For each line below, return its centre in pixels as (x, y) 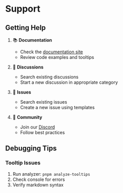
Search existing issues (44, 102)
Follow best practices (42, 132)
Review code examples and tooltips (57, 57)
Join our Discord (37, 127)
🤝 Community (27, 117)
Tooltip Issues (23, 163)
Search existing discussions (49, 77)
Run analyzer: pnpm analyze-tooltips (51, 174)
